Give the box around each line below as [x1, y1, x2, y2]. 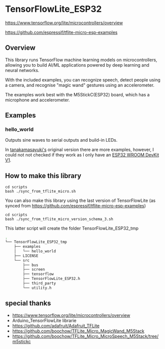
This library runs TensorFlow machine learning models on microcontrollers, [5, 57, 158, 63]
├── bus [23, 263, 38, 268]
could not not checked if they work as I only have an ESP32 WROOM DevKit [5, 152, 159, 158]
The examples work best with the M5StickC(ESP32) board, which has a [5, 91, 150, 97]
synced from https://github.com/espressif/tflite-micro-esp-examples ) [5, 203, 146, 209]
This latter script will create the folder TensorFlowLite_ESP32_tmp [5, 226, 139, 232]
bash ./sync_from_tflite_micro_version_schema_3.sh [5, 217, 113, 222]
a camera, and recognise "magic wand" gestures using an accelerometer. [5, 82, 155, 88]
